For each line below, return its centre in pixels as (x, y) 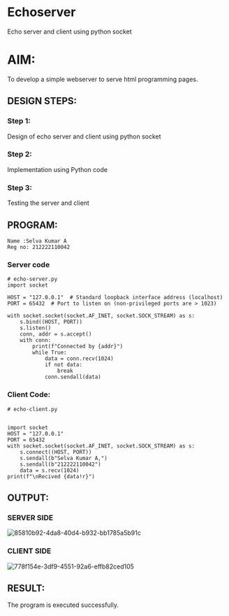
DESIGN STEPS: (42, 101)
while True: (50, 353)
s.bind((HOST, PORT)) (51, 322)
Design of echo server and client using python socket (84, 136)
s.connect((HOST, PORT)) (56, 452)
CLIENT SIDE (29, 551)
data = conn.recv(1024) (79, 359)
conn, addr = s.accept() (56, 334)
